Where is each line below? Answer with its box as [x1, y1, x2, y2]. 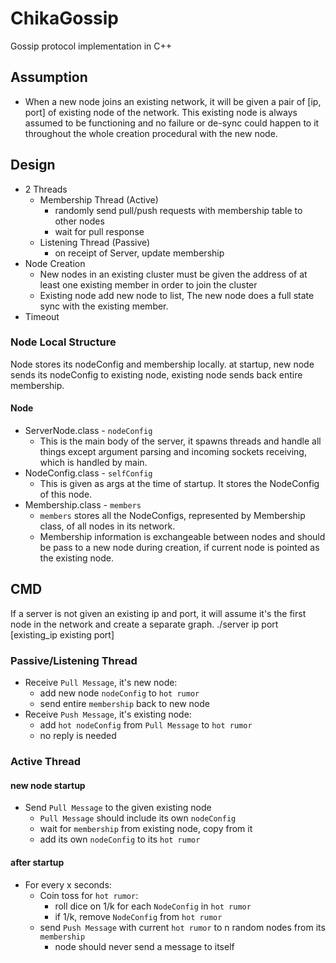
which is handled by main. [39, 457, 148, 469]
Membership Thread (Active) [39, 193, 159, 206]
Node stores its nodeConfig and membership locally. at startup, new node [10, 358, 315, 370]
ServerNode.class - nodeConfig [24, 425, 153, 437]
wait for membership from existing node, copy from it [39, 823, 253, 835]
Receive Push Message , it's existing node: [24, 708, 192, 721]
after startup [10, 856, 65, 868]
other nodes [54, 215, 105, 227]
